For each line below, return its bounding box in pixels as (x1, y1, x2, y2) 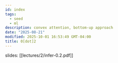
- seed (9, 16, 23, 21)
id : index (5, 7, 26, 12)
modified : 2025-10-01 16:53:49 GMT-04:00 (5, 35, 91, 40)
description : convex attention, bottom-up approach (5, 25, 113, 30)
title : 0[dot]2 (5, 39, 36, 44)
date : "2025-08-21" (5, 30, 45, 35)
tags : (5, 12, 16, 17)
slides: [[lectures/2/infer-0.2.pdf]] (5, 52, 74, 58)
